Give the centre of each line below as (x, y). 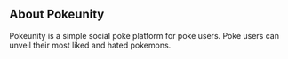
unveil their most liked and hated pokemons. (90, 45)
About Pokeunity (57, 15)
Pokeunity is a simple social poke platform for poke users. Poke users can (144, 35)
